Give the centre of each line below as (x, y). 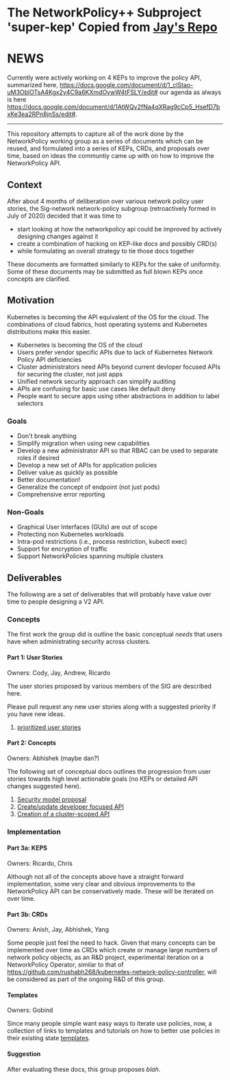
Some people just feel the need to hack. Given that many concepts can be (111, 943)
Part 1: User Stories (35, 658)
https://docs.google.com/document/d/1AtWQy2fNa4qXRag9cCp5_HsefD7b (114, 107)
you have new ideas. (36, 714)
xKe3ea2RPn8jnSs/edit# (41, 114)
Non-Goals (26, 512)
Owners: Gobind (30, 1010)
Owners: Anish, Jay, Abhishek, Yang (58, 930)
